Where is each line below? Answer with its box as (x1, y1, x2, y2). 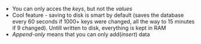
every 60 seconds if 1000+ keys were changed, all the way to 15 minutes (12, 18, 195, 25)
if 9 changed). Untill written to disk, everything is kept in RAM (12, 24, 166, 31)
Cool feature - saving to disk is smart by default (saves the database (12, 11, 184, 19)
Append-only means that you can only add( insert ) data (12, 31, 150, 38)
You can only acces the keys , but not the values (12, 5, 133, 12)
